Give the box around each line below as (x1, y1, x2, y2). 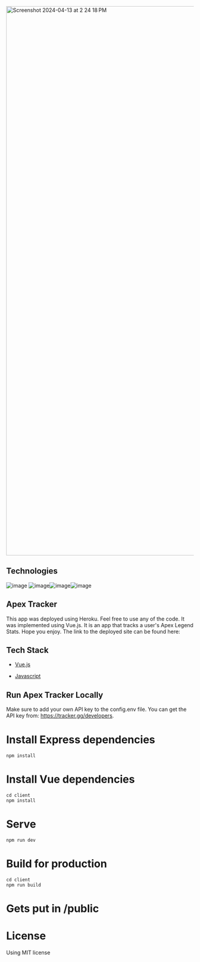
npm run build (6, 882, 42, 888)
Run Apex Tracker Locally (6, 690, 104, 700)
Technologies (6, 566, 58, 576)
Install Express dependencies (6, 733, 155, 747)
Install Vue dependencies (6, 772, 135, 786)
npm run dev (6, 837, 36, 844)
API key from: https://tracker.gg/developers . (6, 712, 114, 719)
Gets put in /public (6, 902, 99, 915)
